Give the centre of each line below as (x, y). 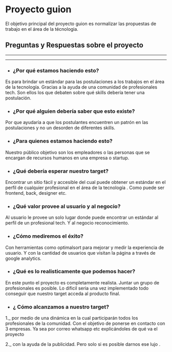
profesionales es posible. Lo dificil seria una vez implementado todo (77, 288)
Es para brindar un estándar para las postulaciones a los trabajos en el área (85, 82)
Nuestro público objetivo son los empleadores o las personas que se (78, 152)
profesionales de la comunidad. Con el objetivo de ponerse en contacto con (85, 323)
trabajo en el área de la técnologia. (42, 29)
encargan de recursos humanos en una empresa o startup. (67, 158)
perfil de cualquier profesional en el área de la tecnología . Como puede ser (85, 188)
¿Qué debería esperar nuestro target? (61, 171)
